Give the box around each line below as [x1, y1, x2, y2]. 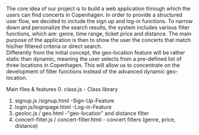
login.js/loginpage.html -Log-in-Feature [14, 104, 112, 110]
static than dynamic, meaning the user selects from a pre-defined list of [6, 56, 182, 62]
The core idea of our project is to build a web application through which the [6, 5, 191, 12]
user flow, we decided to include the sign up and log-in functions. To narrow [6, 18, 193, 24]
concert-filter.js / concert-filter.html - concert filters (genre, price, [14, 116, 176, 123]
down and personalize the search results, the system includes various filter [6, 24, 190, 31]
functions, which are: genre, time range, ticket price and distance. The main [6, 30, 192, 37]
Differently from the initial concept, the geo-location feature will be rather [6, 49, 185, 56]
